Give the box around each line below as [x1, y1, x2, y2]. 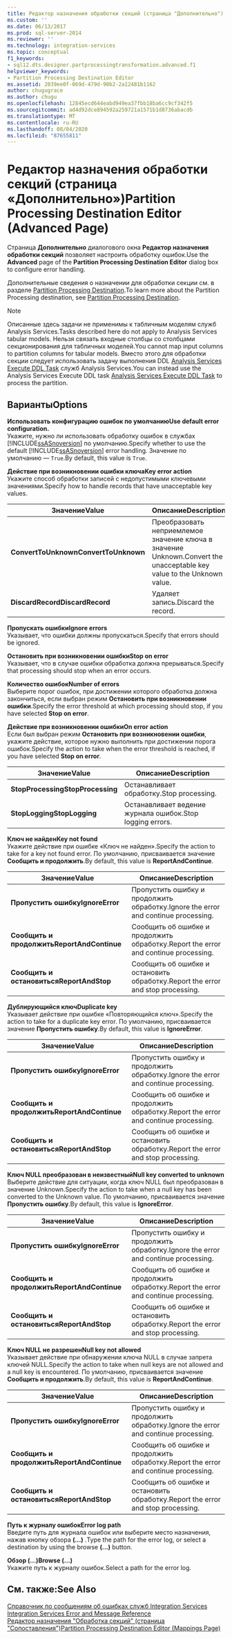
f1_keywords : [7, 55, 45, 62]
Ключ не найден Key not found [7, 835, 98, 843]
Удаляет [151, 589, 180, 598]
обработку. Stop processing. [124, 788, 217, 798]
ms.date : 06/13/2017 [7, 23, 67, 30]
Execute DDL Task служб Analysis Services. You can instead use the [7, 364, 202, 373]
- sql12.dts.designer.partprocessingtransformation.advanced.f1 [7, 61, 196, 68]
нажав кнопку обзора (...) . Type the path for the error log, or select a [7, 1535, 206, 1544]
